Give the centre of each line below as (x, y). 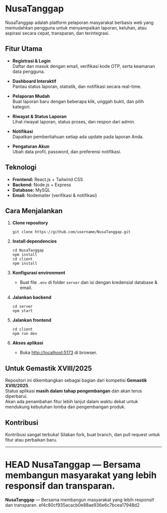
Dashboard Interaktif (34, 81)
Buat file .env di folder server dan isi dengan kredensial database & (88, 282)
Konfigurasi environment (39, 273)
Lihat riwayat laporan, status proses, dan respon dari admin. (74, 122)
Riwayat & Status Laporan (40, 116)
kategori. (21, 107)
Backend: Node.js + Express (42, 185)
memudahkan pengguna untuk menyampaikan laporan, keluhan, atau (76, 27)
